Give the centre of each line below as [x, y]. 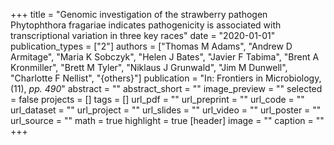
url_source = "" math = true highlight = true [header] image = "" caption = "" [167, 120]
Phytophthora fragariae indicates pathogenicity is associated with [146, 25]
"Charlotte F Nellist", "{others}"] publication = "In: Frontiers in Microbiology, [166, 78]
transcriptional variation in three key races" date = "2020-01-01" [143, 35]
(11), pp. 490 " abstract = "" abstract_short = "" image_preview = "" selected [166, 88]
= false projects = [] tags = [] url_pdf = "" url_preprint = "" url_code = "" [157, 99]
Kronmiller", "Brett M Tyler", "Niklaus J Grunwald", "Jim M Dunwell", [149, 67]
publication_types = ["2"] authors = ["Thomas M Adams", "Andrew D [151, 46]
